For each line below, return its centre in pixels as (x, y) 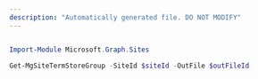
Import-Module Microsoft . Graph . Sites (79, 50)
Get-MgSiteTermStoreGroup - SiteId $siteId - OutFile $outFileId (129, 66)
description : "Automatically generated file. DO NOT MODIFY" (125, 17)
